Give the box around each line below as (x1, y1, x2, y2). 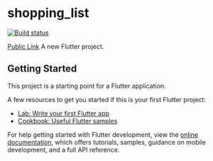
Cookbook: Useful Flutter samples (17, 116, 118, 125)
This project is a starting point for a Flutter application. (7, 82, 166, 90)
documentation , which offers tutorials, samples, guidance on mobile (7, 138, 206, 146)
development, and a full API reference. (7, 145, 120, 154)
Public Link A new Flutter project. (7, 42, 104, 50)
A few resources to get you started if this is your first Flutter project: (7, 95, 206, 104)
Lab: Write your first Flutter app (17, 109, 110, 118)
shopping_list (7, 5, 89, 21)
